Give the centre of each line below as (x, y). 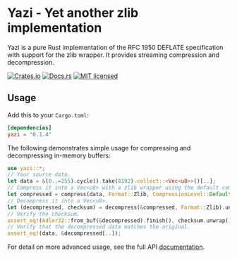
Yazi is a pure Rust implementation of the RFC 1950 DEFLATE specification (115, 47)
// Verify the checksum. (44, 214)
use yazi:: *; (26, 168)
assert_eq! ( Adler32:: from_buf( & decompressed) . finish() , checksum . (107, 220)
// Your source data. (39, 175)
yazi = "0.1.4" (30, 134)
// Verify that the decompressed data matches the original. (99, 227)
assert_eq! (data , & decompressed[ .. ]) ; (64, 233)
